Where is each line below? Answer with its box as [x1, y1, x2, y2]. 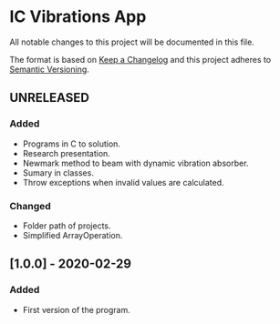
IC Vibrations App [9, 6, 147, 27]
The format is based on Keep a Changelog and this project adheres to [9, 54, 272, 65]
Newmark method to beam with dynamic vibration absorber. [22, 157, 249, 168]
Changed [9, 199, 52, 212]
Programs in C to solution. [22, 138, 121, 149]
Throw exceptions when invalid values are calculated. [22, 177, 225, 187]
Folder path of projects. [22, 220, 111, 231]
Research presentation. [22, 147, 111, 158]
